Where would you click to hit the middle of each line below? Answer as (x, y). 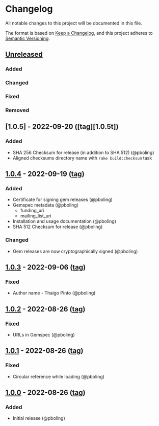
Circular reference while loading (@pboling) (58, 376)
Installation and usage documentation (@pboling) (64, 221)
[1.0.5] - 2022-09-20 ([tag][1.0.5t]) (62, 127)
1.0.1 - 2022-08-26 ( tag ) (44, 351)
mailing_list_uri (36, 216)
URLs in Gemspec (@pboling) (44, 335)
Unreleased (24, 54)
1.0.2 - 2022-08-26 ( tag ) (45, 309)
